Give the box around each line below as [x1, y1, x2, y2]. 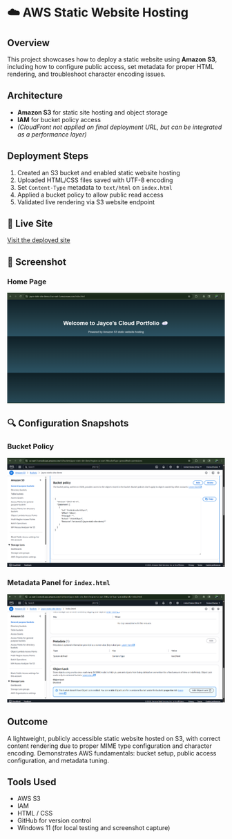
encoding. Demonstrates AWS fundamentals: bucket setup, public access [7, 749, 217, 757]
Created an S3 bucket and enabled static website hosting [17, 168, 181, 177]
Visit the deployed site [7, 236, 70, 244]
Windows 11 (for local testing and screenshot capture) [17, 824, 171, 832]
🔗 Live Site [7, 218, 53, 230]
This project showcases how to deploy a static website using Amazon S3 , [7, 55, 217, 63]
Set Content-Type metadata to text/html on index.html [17, 183, 173, 191]
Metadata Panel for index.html [7, 578, 110, 588]
